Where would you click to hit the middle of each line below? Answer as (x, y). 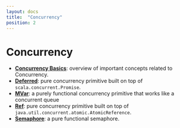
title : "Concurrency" (34, 17)
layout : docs (22, 12)
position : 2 (21, 23)
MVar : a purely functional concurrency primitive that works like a (94, 94)
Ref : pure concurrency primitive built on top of (72, 106)
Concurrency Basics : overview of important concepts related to (94, 68)
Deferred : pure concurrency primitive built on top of (79, 81)
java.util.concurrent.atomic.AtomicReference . (73, 113)
